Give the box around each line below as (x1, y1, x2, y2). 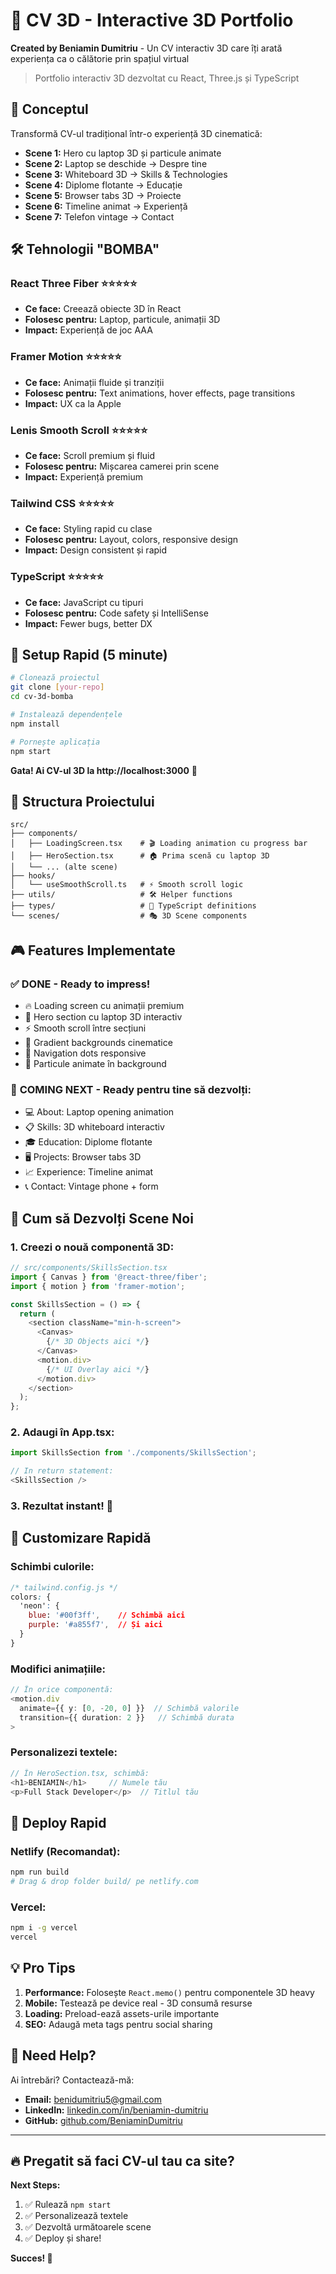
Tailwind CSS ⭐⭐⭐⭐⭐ (10, 496, 115, 510)
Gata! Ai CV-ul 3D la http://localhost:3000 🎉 (10, 764, 198, 776)
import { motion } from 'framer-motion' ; (10, 1281, 186, 1291)
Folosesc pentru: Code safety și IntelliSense (24, 607, 209, 619)
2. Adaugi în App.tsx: (10, 1425, 115, 1439)
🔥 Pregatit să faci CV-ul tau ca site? (10, 2152, 235, 2169)
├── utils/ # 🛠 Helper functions (10, 890, 233, 900)
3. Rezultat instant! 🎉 (10, 1499, 114, 1513)
